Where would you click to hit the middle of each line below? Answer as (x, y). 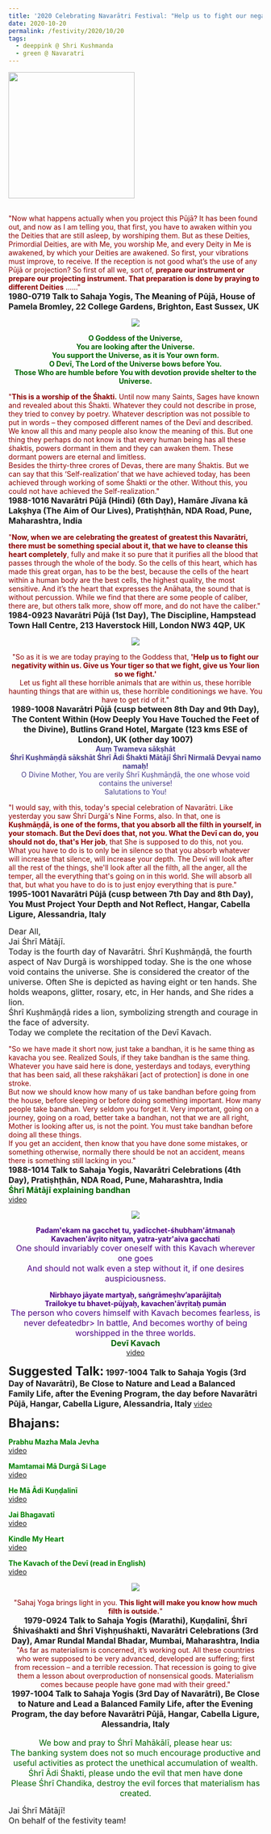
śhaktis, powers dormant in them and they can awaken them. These (121, 448)
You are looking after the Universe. (135, 347)
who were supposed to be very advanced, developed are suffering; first (135, 1659)
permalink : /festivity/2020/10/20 (67, 31)
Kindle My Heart (36, 1539)
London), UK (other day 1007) (135, 739)
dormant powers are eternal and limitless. (77, 457)
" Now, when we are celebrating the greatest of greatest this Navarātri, (128, 537)
